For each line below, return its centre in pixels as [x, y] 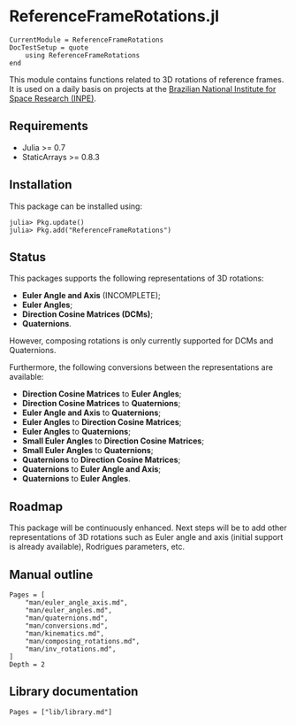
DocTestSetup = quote [49, 47]
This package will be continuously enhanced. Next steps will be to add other [148, 528]
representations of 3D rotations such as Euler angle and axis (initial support [146, 537]
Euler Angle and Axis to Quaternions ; [91, 413]
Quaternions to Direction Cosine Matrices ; [101, 460]
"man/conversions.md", [67, 626]
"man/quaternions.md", [67, 618]
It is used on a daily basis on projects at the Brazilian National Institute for [143, 89]
